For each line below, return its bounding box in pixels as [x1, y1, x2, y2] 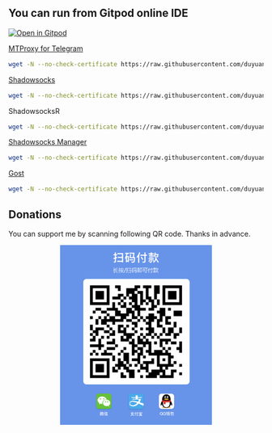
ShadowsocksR [8, 106, 61, 116]
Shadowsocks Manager [8, 137, 87, 147]
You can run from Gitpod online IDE [8, 6, 189, 20]
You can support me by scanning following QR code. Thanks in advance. [8, 229, 251, 238]
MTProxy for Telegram [8, 44, 83, 53]
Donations [8, 208, 62, 221]
